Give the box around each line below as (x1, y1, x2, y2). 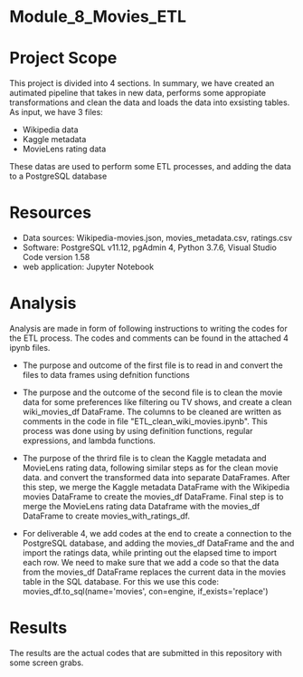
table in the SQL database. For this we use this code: (22, 576, 220, 586)
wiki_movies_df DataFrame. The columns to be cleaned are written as (22, 406, 282, 417)
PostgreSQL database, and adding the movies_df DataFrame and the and (22, 537, 295, 548)
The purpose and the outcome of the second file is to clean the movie (22, 387, 283, 398)
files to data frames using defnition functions (22, 370, 190, 380)
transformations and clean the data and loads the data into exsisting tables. (9, 97, 290, 108)
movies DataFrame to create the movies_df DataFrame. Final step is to (22, 491, 284, 502)
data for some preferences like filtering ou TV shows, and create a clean (22, 397, 292, 407)
